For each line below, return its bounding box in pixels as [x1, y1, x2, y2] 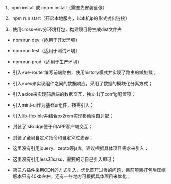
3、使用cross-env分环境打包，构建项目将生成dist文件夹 [5, 26, 123, 32]
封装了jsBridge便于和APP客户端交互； [12, 124, 93, 129]
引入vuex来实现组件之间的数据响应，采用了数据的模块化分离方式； [12, 81, 153, 86]
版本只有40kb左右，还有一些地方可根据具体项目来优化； [12, 173, 131, 179]
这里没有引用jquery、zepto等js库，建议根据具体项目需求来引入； [12, 145, 149, 151]
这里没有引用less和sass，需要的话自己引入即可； [12, 156, 116, 162]
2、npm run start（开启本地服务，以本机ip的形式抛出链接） [5, 15, 130, 21]
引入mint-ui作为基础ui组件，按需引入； [12, 102, 94, 108]
